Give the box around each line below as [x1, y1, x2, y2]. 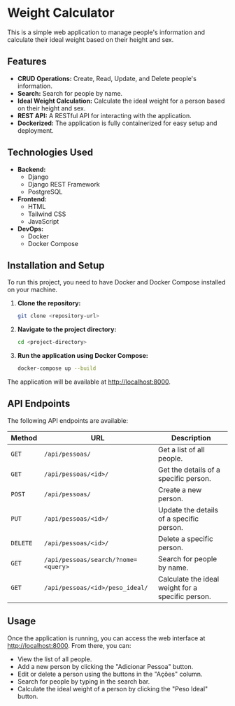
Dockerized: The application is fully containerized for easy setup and [17, 119, 218, 127]
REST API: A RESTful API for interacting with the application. [17, 111, 192, 120]
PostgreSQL [27, 187, 63, 196]
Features [7, 56, 47, 68]
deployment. [17, 126, 54, 134]
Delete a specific [157, 533, 213, 543]
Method [10, 433, 38, 442]
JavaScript [27, 217, 59, 225]
